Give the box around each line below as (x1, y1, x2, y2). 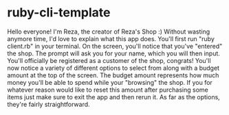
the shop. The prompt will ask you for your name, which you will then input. (7, 49, 220, 57)
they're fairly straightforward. (7, 100, 91, 108)
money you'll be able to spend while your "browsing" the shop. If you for (7, 78, 213, 86)
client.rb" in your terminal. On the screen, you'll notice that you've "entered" (7, 42, 223, 50)
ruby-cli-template (7, 5, 111, 21)
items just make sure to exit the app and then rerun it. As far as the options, (7, 92, 220, 101)
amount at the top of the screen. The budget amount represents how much (7, 71, 219, 79)
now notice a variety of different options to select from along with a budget (7, 64, 220, 72)
